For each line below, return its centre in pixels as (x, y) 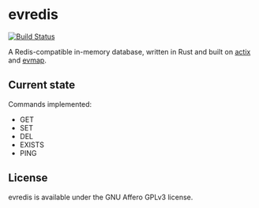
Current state (42, 85)
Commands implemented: (50, 104)
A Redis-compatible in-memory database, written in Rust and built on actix (129, 51)
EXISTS (32, 145)
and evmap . (28, 60)
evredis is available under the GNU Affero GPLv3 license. (101, 197)
